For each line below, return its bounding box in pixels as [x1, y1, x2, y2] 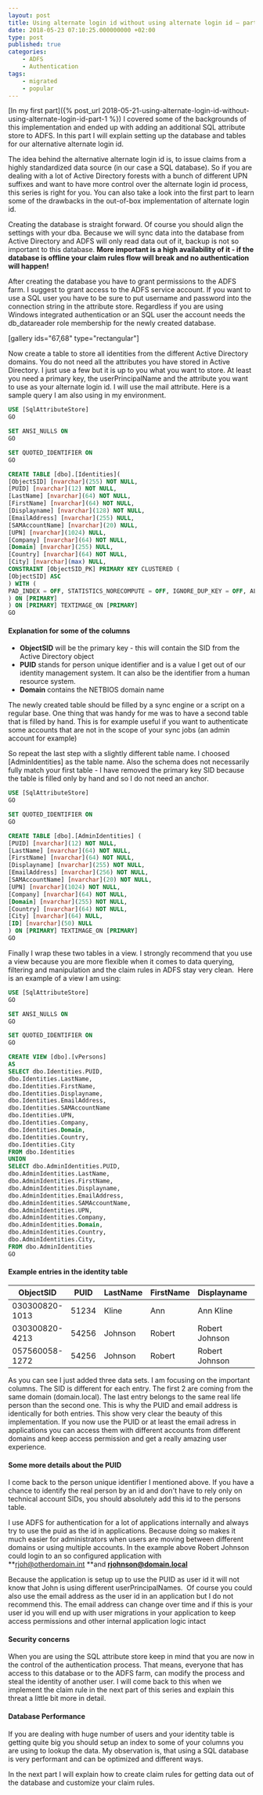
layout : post [8, 11, 51, 20]
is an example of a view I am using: [8, 973, 121, 982]
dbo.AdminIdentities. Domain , [8, 1221, 103, 1229]
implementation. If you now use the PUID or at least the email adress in [8, 1417, 236, 1426]
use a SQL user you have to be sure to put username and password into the [8, 294, 252, 303]
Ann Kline [197, 1305, 233, 1316]
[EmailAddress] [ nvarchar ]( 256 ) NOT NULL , [8, 868, 149, 876]
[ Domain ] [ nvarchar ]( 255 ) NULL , [8, 543, 113, 551]
